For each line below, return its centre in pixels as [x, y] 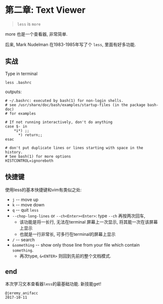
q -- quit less [25, 210]
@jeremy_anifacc [22, 293]
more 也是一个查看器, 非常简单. [36, 34]
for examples [23, 113]
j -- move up [25, 200]
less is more [29, 24]
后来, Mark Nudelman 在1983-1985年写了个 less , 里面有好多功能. [70, 44]
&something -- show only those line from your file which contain [76, 245]
